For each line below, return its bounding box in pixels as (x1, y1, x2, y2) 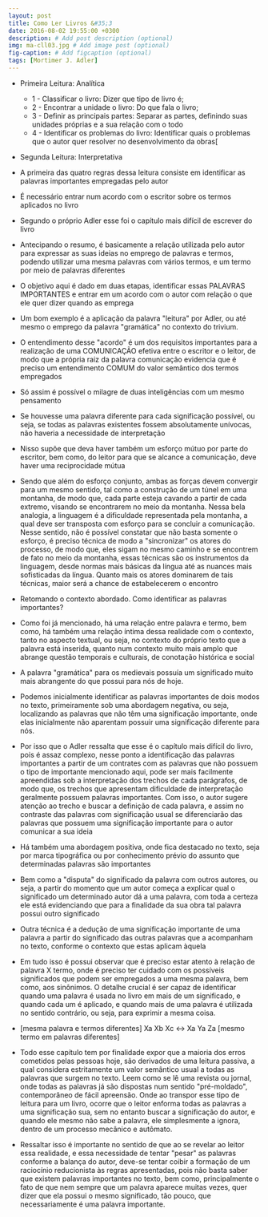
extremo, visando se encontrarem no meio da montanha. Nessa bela (19, 502, 246, 511)
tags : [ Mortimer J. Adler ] (8, 57, 98, 65)
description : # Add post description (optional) (8, 34, 174, 42)
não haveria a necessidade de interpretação (19, 428, 166, 438)
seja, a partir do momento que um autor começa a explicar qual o (19, 883, 236, 892)
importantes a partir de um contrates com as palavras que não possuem (19, 758, 258, 768)
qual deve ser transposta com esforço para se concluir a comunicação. (19, 519, 255, 528)
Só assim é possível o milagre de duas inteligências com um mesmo (19, 386, 245, 397)
